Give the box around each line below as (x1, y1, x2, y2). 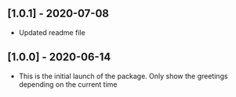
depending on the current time (18, 79, 118, 89)
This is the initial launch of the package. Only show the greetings (18, 71, 228, 81)
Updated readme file (18, 27, 85, 37)
